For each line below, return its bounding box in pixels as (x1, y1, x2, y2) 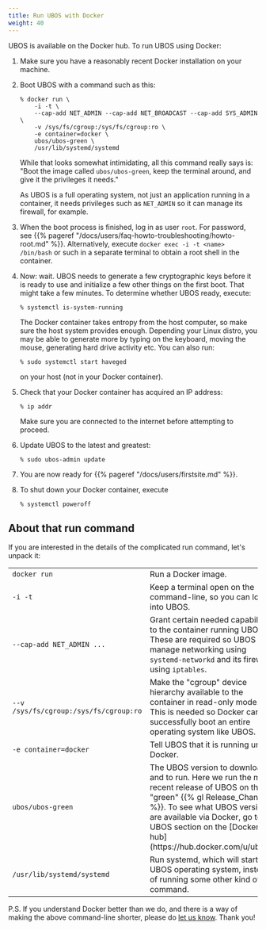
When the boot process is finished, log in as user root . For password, (19, 222, 246, 232)
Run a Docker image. (149, 568, 227, 580)
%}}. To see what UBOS (149, 802, 238, 813)
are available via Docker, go (149, 812, 253, 823)
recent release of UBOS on (149, 782, 249, 793)
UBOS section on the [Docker (149, 821, 260, 832)
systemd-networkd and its (149, 654, 242, 665)
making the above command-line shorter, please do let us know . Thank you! (8, 913, 256, 922)
